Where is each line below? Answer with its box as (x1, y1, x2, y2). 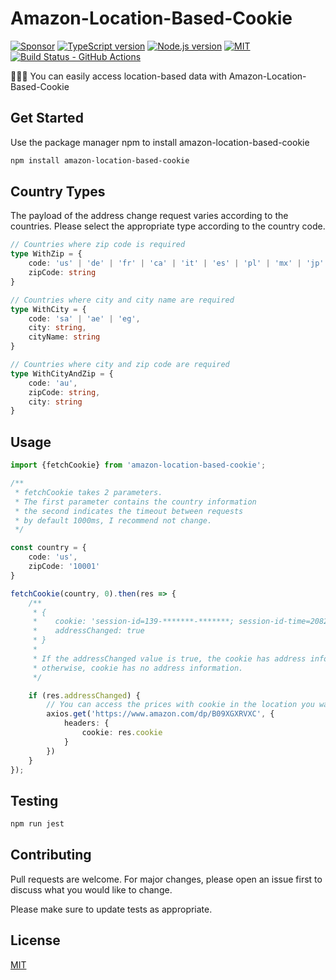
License (10, 932, 61, 949)
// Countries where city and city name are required (10, 295, 235, 305)
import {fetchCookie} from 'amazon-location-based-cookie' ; (10, 460, 267, 471)
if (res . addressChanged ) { (28, 690, 141, 701)
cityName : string (28, 332, 101, 342)
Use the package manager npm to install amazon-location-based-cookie (10, 136, 310, 148)
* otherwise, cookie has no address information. (32, 663, 244, 673)
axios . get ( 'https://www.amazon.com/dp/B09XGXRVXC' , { (46, 709, 275, 719)
